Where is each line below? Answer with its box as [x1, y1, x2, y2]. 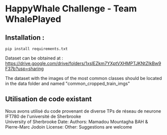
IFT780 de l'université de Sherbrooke [5, 113, 81, 119]
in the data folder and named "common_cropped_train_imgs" [5, 80, 131, 86]
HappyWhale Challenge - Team [5, 3, 137, 14]
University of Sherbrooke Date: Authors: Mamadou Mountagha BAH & [5, 119, 148, 125]
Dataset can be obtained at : [5, 55, 63, 61]
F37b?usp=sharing [5, 66, 44, 71]
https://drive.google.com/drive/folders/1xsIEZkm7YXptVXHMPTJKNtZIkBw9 [5, 61, 161, 66]
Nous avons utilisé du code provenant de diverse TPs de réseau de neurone [5, 108, 161, 114]
